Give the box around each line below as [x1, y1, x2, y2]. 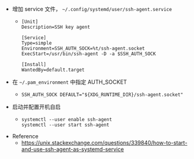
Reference [12, 133, 39, 139]
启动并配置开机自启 [12, 103, 61, 110]
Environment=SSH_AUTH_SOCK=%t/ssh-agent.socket [21, 45, 145, 51]
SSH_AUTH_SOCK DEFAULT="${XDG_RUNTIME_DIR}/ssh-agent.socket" [21, 92, 184, 98]
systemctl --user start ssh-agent [21, 122, 110, 128]
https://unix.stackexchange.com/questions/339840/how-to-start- [21, 139, 188, 146]
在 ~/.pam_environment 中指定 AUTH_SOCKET [12, 78, 127, 86]
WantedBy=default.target [21, 67, 85, 73]
